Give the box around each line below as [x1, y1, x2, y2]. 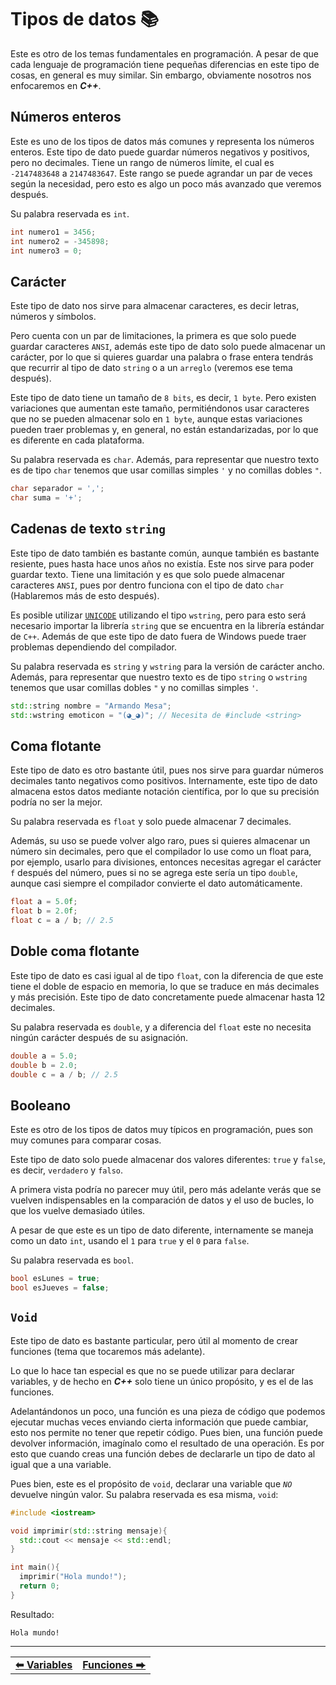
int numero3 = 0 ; [10, 246, 83, 256]
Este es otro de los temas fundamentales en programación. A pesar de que [10, 47, 319, 60]
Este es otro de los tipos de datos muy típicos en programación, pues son [10, 1124, 314, 1136]
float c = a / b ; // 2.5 [10, 916, 114, 926]
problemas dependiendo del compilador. [10, 641, 177, 653]
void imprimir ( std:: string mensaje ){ [10, 1526, 168, 1536]
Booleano [10, 1097, 72, 1114]
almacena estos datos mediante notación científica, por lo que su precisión [10, 786, 320, 798]
